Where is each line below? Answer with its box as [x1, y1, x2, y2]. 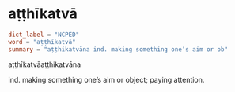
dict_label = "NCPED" [8, 31, 80, 39]
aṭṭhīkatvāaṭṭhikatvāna [8, 60, 81, 69]
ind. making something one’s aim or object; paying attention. [8, 75, 205, 84]
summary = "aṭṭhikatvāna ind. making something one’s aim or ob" [8, 45, 228, 53]
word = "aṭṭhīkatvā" [8, 38, 77, 46]
